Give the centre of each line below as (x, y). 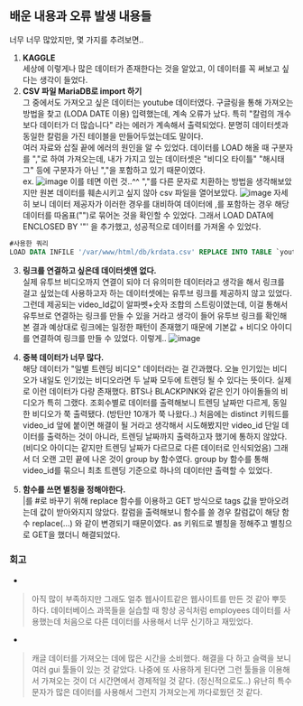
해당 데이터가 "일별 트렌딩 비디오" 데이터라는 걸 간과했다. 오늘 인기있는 (146, 368)
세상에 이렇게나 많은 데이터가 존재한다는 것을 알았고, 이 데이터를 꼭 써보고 (151, 68)
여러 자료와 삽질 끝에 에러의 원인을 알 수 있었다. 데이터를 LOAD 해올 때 (146, 147)
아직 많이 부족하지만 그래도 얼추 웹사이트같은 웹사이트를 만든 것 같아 (151, 599)
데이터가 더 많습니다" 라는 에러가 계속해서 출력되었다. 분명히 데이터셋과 (164, 125)
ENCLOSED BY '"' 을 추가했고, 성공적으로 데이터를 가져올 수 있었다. (142, 226)
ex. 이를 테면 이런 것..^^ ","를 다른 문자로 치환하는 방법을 (138, 181)
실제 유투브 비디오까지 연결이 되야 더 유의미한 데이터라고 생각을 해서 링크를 (154, 282)
